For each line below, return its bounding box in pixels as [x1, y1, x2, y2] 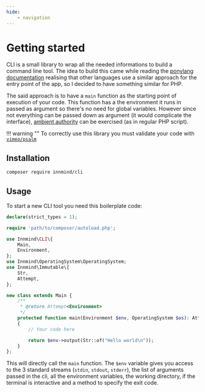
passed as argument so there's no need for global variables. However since [6, 105, 196, 113]
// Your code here [28, 326, 75, 332]
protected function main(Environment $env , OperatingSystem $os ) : [17, 315, 190, 321]
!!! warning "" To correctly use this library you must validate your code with [6, 130, 195, 137]
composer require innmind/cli [6, 169, 84, 176]
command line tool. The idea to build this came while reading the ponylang [6, 68, 194, 75]
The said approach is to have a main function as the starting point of [6, 92, 177, 99]
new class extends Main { [6, 292, 72, 299]
